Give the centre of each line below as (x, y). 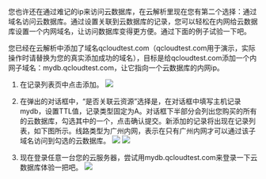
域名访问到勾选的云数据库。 (65, 141)
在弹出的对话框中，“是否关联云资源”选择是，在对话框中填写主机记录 (130, 101)
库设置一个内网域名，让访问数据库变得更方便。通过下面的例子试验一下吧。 (129, 31)
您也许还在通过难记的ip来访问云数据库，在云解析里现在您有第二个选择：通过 (133, 11)
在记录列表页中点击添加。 (61, 84)
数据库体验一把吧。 (51, 167)
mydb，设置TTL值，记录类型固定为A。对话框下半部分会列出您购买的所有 (138, 111)
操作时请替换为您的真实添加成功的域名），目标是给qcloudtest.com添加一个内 (133, 58)
